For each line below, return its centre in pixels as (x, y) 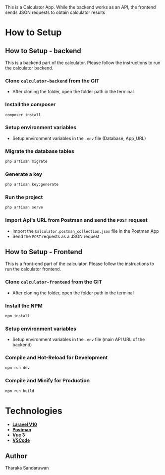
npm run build (20, 391)
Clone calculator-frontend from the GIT (54, 282)
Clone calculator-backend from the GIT (53, 80)
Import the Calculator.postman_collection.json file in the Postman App (86, 231)
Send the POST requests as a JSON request (56, 236)
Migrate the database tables (40, 151)
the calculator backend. (29, 68)
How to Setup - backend (43, 51)
